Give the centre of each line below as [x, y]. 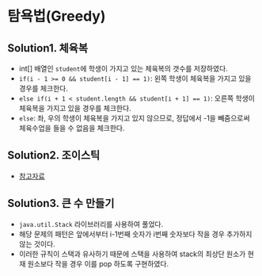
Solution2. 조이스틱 [54, 155]
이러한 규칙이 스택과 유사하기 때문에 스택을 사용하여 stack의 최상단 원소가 [132, 254]
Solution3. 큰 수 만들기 [61, 203]
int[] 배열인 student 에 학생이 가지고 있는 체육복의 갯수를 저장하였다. [123, 69]
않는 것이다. [37, 243]
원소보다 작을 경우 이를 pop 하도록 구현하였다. [98, 263]
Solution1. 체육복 [48, 48]
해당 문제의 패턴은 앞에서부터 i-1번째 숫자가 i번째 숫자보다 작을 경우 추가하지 [135, 234]
